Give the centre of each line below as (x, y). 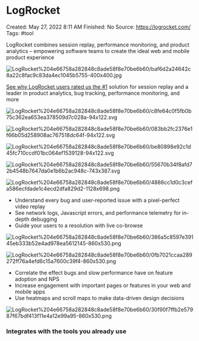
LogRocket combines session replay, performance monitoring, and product (98, 45)
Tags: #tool (20, 33)
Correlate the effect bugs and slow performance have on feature (94, 273)
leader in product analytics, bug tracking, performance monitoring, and (93, 93)
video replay (30, 207)
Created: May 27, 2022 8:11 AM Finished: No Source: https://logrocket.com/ (99, 27)
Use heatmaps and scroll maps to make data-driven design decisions (99, 298)
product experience (30, 57)
